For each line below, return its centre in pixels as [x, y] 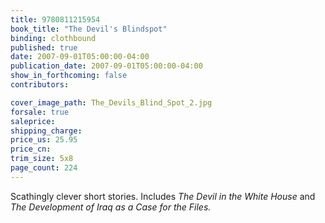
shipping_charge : [46, 131]
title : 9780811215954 [55, 19]
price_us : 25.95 [44, 140]
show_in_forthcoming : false [69, 76]
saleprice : [33, 121]
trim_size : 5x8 [42, 159]
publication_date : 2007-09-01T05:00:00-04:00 [106, 66]
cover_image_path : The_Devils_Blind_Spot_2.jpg [111, 102]
